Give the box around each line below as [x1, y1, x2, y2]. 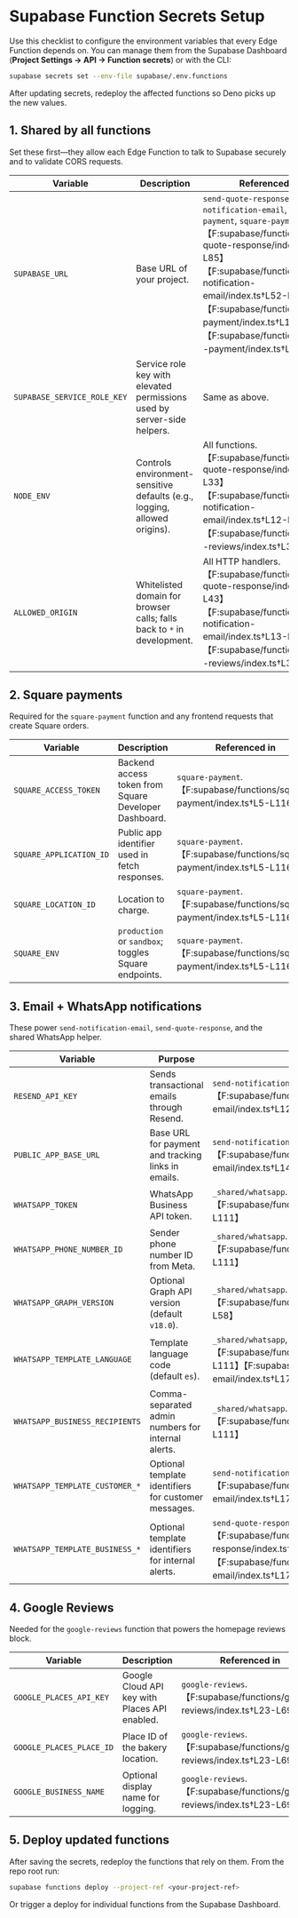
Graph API [149, 1285, 192, 1298]
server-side [136, 413, 186, 426]
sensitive [136, 478, 174, 490]
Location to [117, 893, 165, 905]
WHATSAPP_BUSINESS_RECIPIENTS [13, 1417, 142, 1427]
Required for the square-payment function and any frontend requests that [9, 711, 274, 721]
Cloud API [122, 1681, 164, 1693]
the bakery [122, 1741, 168, 1754]
